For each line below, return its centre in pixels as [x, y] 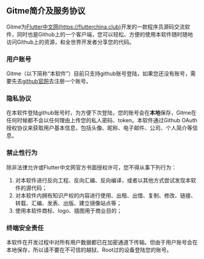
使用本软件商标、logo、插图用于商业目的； [69, 210]
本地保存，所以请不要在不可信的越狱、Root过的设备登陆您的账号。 [89, 250]
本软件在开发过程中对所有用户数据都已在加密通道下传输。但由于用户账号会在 [102, 242]
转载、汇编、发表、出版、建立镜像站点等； [68, 203]
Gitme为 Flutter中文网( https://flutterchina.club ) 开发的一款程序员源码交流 [96, 27]
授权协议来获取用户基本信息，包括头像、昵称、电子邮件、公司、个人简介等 [99, 128]
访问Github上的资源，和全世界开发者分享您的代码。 [70, 42]
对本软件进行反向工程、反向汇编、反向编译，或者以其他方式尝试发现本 [103, 180]
